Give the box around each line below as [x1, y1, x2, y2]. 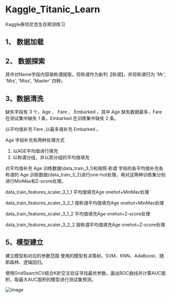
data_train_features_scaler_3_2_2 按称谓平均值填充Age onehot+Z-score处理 [5, 222, 165, 228]
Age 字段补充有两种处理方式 [5, 137, 65, 143]
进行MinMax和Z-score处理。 [5, 178, 66, 184]
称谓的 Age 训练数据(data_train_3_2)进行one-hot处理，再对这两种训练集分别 [5, 171, 166, 177]
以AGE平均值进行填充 [12, 148, 58, 154]
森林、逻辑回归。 [9, 259, 46, 265]
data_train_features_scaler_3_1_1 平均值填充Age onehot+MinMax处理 [5, 189, 149, 195]
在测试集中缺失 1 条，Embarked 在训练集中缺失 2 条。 [5, 115, 119, 121]
